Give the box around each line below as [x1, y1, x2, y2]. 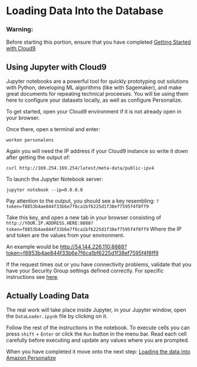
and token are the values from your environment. [6, 232, 125, 239]
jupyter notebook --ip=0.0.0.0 [6, 187, 83, 193]
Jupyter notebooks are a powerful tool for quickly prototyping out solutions [6, 78, 189, 85]
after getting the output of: [6, 154, 71, 161]
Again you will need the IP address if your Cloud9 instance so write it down [6, 148, 189, 155]
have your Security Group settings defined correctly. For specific [6, 267, 164, 274]
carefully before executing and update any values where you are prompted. [6, 337, 190, 344]
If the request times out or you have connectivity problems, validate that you [6, 261, 192, 268]
